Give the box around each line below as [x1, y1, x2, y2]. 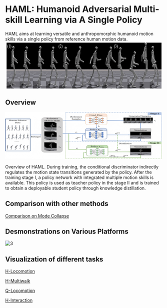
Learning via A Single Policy [24, 14, 142, 25]
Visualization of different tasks [5, 255, 103, 263]
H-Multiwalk [5, 278, 30, 284]
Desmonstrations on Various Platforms [5, 227, 129, 235]
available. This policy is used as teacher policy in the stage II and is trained [5, 179, 159, 185]
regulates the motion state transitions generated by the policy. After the [5, 169, 152, 175]
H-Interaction [5, 297, 33, 303]
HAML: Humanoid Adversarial [5, 3, 131, 15]
